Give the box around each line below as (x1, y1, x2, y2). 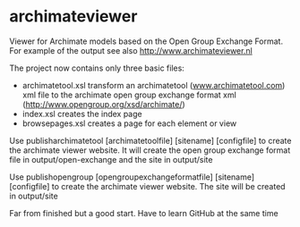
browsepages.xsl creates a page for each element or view (21, 118, 237, 129)
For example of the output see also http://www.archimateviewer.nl (9, 45, 253, 55)
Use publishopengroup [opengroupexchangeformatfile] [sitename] (9, 172, 255, 182)
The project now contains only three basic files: (9, 63, 185, 73)
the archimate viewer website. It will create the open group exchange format (9, 145, 291, 156)
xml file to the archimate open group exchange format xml (21, 89, 237, 100)
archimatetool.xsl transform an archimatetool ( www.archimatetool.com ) (21, 80, 286, 90)
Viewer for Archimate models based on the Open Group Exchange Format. (9, 36, 284, 46)
